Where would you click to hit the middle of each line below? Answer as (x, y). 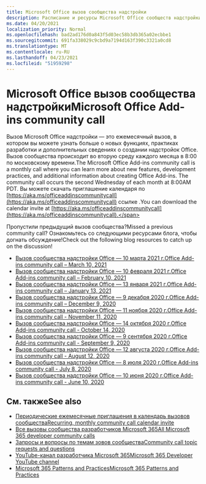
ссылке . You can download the (158, 202)
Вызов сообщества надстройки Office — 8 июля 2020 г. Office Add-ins (107, 363)
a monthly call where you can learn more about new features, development (101, 169)
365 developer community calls (55, 436)
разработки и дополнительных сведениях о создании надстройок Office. (102, 150)
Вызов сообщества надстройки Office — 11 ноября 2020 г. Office (99, 310)
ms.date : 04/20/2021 (33, 23)
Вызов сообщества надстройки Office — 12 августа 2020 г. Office (100, 350)
